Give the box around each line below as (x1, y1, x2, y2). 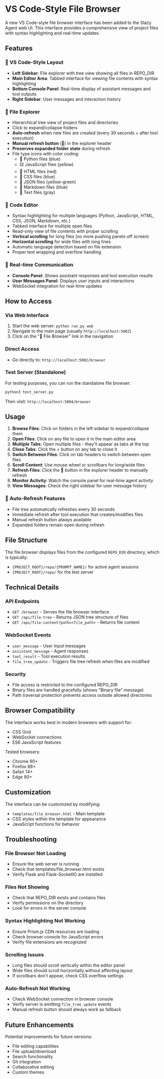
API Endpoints (5, 598, 40, 605)
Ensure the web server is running (12, 861, 79, 867)
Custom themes (12, 1069, 45, 1075)
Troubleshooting (5, 835, 57, 843)
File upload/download (12, 1049, 56, 1054)
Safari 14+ (12, 768, 33, 775)
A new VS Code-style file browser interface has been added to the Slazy (5, 20, 152, 25)
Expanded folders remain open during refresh (12, 522, 104, 528)
